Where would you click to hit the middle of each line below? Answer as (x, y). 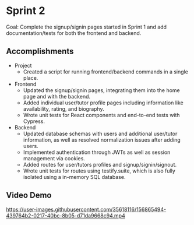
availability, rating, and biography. (64, 108)
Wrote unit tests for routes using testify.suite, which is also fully (99, 171)
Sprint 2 (26, 11)
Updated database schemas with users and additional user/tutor (100, 133)
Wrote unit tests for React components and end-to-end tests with (101, 115)
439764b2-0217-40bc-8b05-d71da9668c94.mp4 (66, 215)
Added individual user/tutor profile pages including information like (103, 103)
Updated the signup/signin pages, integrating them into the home (102, 90)
